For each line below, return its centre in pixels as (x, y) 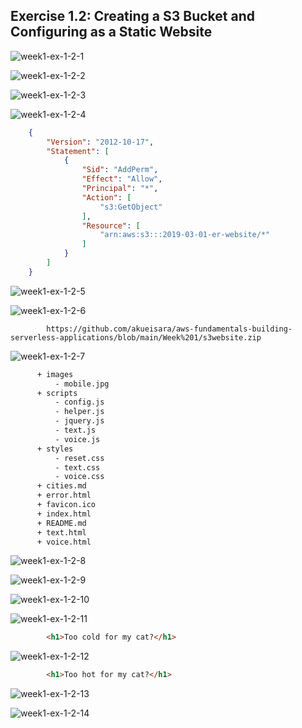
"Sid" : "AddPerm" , (120, 170)
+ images (55, 374)
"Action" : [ (106, 197)
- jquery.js (79, 421)
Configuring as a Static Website (111, 32)
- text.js (75, 430)
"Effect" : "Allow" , (122, 179)
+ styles (55, 449)
